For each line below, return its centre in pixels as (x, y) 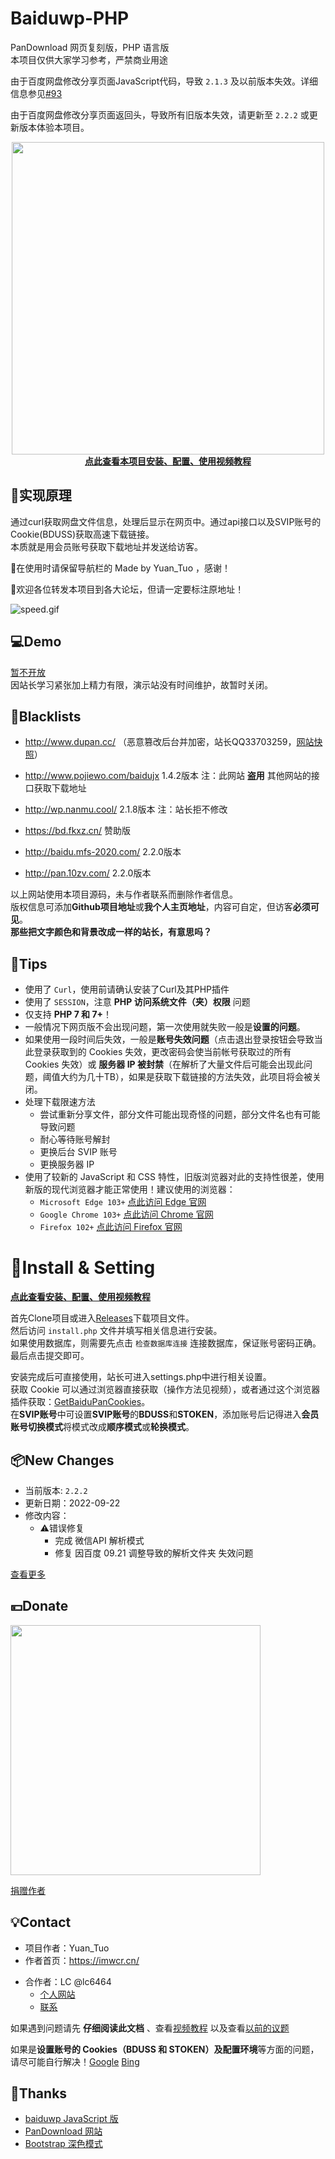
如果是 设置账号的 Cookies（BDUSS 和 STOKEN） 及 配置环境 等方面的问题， (165, 2049)
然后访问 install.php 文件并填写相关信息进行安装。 (116, 1331)
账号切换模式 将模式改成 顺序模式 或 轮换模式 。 (102, 1427)
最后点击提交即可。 (50, 1356)
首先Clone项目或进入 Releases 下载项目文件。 (102, 1318)
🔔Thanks (39, 2093)
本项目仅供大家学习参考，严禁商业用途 (89, 59)
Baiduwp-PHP (70, 18)
